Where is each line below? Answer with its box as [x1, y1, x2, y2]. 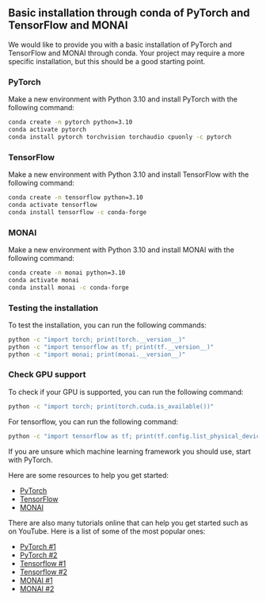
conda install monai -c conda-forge [8, 283, 129, 292]
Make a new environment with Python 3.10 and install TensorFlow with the [8, 170, 249, 179]
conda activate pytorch [8, 125, 87, 133]
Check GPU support [8, 369, 86, 380]
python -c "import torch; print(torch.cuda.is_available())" [8, 402, 215, 411]
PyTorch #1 [19, 542, 57, 551]
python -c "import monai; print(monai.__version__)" [8, 350, 186, 358]
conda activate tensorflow [8, 201, 97, 209]
